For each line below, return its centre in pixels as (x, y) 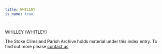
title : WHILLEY (20, 9)
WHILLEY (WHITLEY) (26, 32)
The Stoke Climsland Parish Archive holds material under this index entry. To (81, 41)
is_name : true (19, 14)
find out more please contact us (37, 46)
